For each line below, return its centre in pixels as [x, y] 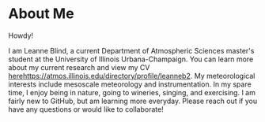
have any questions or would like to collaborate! [86, 109]
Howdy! [21, 35]
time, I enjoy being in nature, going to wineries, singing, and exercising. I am [132, 92]
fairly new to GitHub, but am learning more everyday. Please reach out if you [133, 101]
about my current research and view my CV [79, 67]
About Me [41, 14]
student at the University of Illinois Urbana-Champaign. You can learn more [131, 59]
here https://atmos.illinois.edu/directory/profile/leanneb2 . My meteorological [132, 76]
